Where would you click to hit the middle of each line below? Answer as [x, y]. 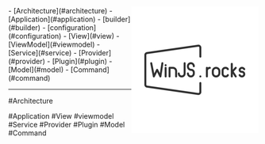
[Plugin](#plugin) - [82, 61]
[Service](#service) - [42, 53]
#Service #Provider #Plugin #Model [67, 125]
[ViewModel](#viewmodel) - [54, 44]
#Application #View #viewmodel [61, 116]
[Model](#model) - [38, 70]
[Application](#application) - [55, 19]
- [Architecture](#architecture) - [60, 11]
